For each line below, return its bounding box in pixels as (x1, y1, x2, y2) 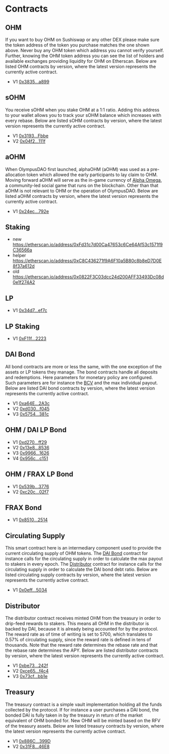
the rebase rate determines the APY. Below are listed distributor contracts (5, 647, 159, 653)
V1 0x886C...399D (12, 738, 51, 744)
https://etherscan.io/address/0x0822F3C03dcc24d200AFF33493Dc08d (12, 274, 164, 280)
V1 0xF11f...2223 (12, 336, 46, 342)
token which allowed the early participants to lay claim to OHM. (26, 172, 158, 178)
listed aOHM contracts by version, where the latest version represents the (5, 193, 159, 199)
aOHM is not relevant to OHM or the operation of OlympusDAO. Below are (5, 188, 158, 194)
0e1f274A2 (12, 279, 35, 285)
